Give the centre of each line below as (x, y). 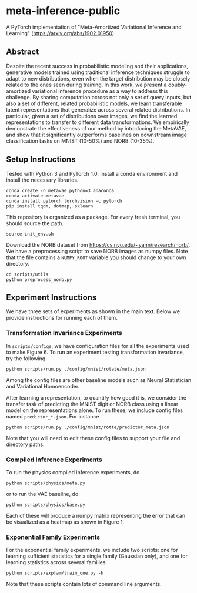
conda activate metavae (35, 196)
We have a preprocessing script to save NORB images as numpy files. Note (97, 251)
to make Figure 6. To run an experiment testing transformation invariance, (95, 352)
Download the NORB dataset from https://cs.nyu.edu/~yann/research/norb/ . (98, 244)
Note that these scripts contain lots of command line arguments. (84, 584)
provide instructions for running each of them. (62, 318)
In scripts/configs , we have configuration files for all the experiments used (98, 346)
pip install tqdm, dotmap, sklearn (50, 206)
